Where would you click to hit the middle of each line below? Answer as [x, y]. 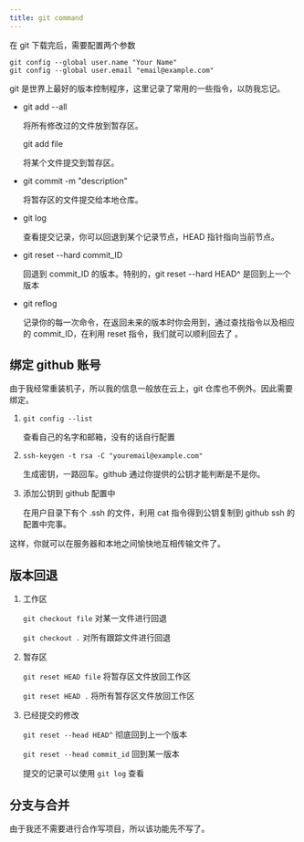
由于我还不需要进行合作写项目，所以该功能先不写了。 [110, 829]
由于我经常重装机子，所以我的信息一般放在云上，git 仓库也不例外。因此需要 [152, 389]
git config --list [58, 419]
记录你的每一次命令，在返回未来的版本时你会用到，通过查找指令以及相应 [158, 322]
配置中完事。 [47, 525]
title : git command [47, 18]
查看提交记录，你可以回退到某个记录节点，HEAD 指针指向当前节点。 [151, 236]
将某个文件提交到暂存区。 [71, 162]
